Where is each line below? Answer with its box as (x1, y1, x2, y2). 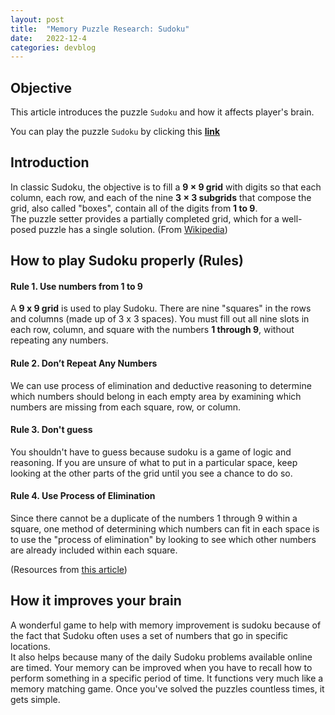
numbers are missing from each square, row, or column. (10, 401, 242, 413)
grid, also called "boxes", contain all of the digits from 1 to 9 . (10, 202, 258, 214)
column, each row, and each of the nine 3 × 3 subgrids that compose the (10, 191, 312, 203)
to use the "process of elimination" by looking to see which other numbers (10, 534, 317, 546)
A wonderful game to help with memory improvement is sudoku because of (10, 619, 322, 631)
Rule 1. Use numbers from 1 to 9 (10, 280, 143, 292)
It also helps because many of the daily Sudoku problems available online (10, 651, 313, 663)
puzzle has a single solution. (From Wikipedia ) (38, 223, 228, 235)
